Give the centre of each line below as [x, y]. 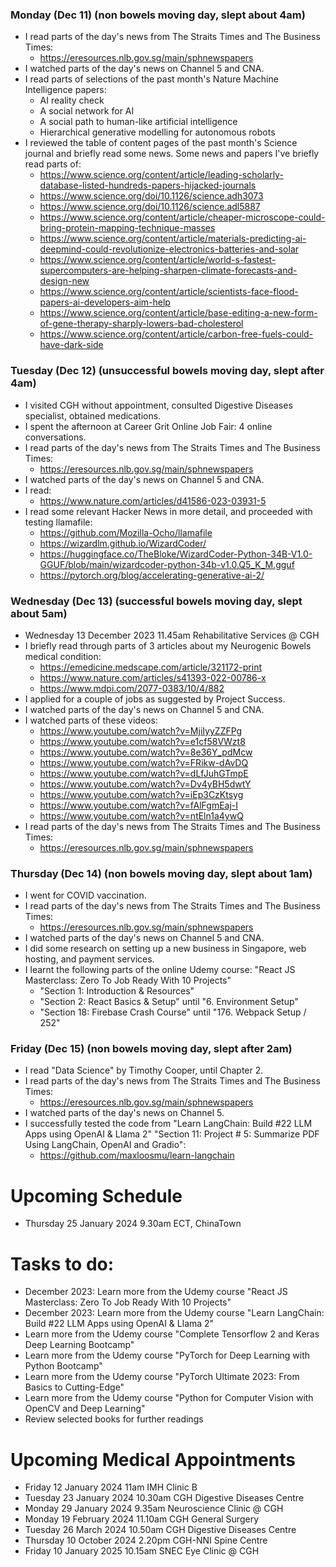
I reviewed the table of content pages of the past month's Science [161, 143]
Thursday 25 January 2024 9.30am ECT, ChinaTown [133, 1224]
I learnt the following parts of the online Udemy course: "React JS [160, 970]
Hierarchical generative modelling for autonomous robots [157, 132]
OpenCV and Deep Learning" [85, 1409]
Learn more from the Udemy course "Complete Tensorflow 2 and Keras [172, 1334]
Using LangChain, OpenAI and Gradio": [105, 1145]
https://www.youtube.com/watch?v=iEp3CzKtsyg [141, 794]
